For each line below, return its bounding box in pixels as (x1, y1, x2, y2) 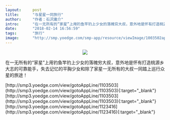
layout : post (5, 7, 42, 13)
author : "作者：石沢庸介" (5, 17, 64, 22)
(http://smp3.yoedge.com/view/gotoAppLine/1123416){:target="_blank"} (5, 109, 156, 115)
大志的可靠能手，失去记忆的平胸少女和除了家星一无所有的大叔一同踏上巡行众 (5, 66, 165, 72)
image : (5, 36, 19, 41)
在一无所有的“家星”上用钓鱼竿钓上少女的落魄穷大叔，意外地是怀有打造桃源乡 (5, 59, 164, 66)
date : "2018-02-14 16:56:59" (5, 26, 80, 31)
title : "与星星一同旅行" (5, 12, 64, 17)
